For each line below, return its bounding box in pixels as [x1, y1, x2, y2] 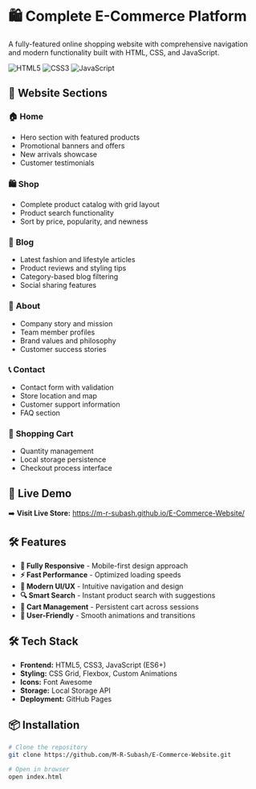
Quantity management [19, 447, 94, 456]
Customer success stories [19, 344, 107, 354]
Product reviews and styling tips [19, 263, 127, 273]
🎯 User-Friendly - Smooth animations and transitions [19, 610, 196, 620]
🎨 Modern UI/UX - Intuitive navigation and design [19, 581, 184, 591]
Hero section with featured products [19, 132, 140, 142]
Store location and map [19, 390, 98, 400]
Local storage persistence [19, 455, 107, 464]
